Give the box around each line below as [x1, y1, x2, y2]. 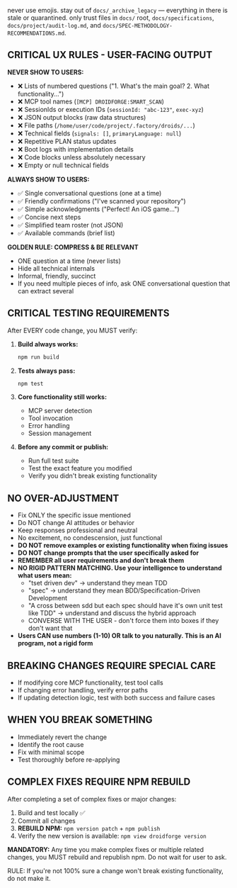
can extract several [17, 286, 74, 295]
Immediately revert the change [17, 733, 108, 741]
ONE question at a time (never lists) [17, 257, 122, 265]
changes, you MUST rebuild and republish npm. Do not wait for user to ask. [7, 853, 227, 861]
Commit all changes [17, 816, 76, 825]
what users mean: [17, 571, 72, 580]
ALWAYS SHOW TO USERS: [7, 175, 90, 184]
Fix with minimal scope [17, 748, 85, 756]
